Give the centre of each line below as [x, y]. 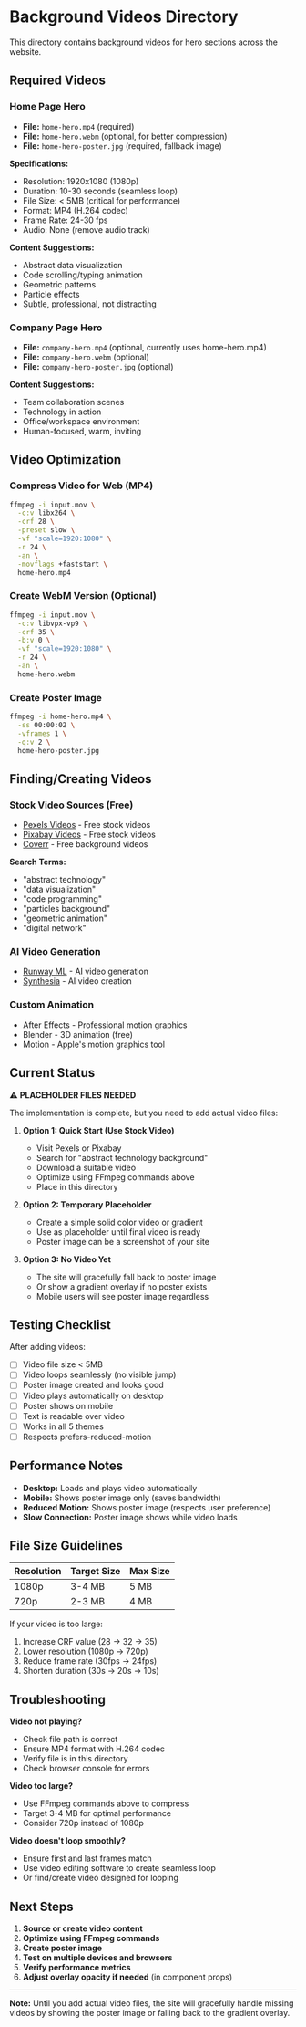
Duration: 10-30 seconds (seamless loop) [100, 191]
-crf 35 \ [36, 632]
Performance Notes [66, 1466]
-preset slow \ [46, 530]
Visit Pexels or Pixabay [79, 1148]
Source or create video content [82, 1928]
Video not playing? [46, 1721]
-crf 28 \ [36, 522]
